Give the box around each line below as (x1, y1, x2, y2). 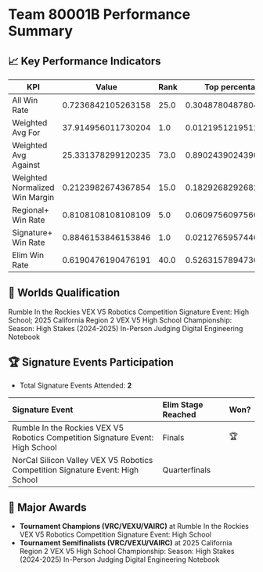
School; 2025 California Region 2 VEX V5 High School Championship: (8, 315, 232, 325)
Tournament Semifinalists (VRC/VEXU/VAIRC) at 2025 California (19, 538, 232, 548)
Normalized (12, 182, 55, 193)
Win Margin (12, 192, 55, 202)
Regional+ (12, 205, 49, 215)
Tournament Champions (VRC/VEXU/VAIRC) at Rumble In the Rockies (19, 522, 249, 531)
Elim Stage (162, 399, 204, 410)
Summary (8, 22, 73, 40)
